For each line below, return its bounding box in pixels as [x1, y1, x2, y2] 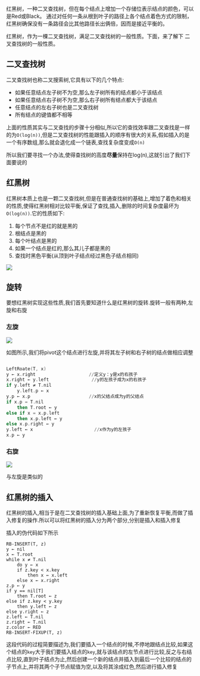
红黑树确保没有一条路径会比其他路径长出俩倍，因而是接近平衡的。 [6, 20, 168, 27]
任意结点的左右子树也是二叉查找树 [14, 104, 99, 111]
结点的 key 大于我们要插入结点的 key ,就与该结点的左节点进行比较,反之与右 [11, 648, 187, 656]
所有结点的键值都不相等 [14, 111, 73, 118]
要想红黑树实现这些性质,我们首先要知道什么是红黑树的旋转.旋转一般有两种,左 [6, 299, 193, 306]
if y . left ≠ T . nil [6, 383, 52, 389]
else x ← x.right [17, 578, 60, 584]
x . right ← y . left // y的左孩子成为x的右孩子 [6, 377, 147, 383]
